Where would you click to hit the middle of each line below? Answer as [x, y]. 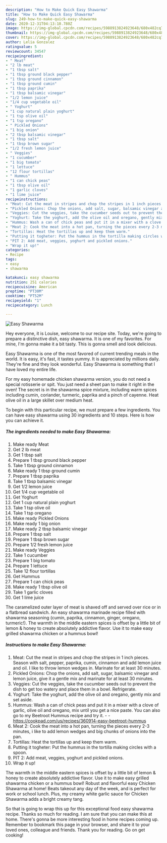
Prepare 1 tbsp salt [32, 534]
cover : [12, 38]
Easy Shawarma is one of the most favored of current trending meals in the [82, 353]
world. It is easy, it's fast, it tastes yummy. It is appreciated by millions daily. [83, 359]
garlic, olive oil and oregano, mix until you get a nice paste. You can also [86, 710]
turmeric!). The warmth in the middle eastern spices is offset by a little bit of [83, 623]
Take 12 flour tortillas [34, 571]
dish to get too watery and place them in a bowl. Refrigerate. [75, 689]
